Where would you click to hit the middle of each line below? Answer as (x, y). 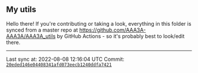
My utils (21, 10)
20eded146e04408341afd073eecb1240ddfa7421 (59, 65)
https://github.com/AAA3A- (113, 30)
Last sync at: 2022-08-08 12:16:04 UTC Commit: (65, 59)
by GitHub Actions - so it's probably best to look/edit (121, 36)
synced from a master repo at (42, 30)
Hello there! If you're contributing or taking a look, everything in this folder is (99, 23)
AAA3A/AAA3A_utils (31, 36)
